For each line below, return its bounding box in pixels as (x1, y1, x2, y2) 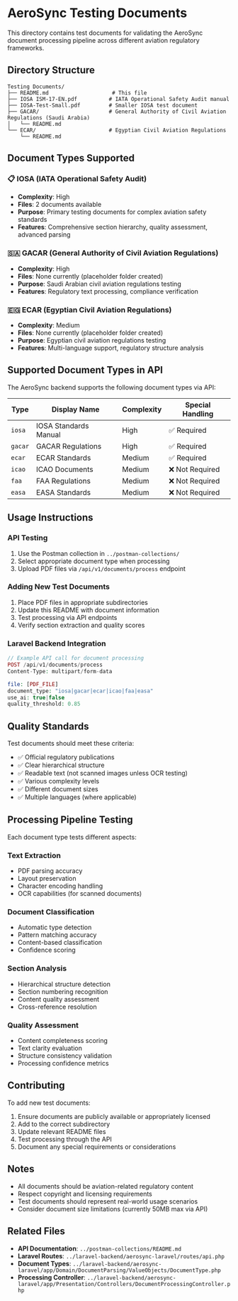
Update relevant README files (17, 1127, 106, 1135)
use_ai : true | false (7, 694, 65, 701)
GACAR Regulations (35, 441, 102, 451)
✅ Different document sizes (17, 785, 98, 793)
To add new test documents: (7, 1098, 91, 1107)
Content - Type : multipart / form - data (7, 668, 113, 675)
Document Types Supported (7, 152, 135, 164)
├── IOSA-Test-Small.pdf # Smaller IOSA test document (7, 102, 198, 109)
